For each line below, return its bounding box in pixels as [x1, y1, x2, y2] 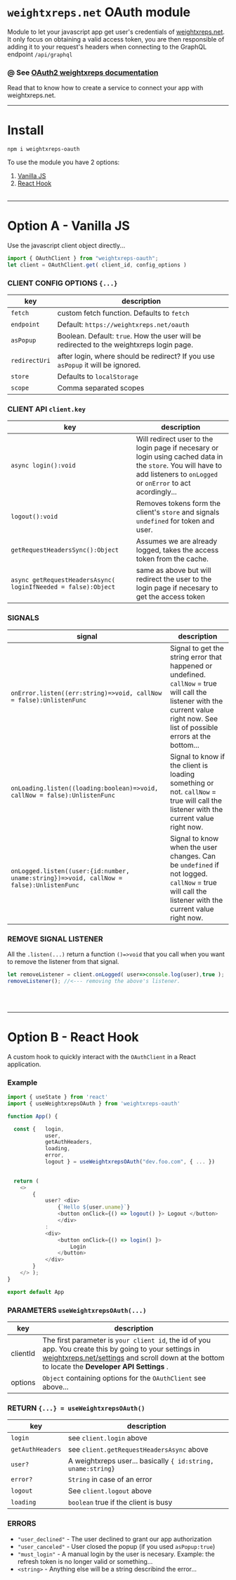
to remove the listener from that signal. [7, 958, 119, 966]
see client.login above [67, 1433, 147, 1443]
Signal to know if [169, 751, 225, 761]
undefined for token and [136, 516, 215, 526]
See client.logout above [67, 1486, 152, 1496]
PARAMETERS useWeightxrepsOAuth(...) [7, 1305, 147, 1315]
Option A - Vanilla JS [7, 218, 130, 234]
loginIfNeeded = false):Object [11, 583, 116, 591]
